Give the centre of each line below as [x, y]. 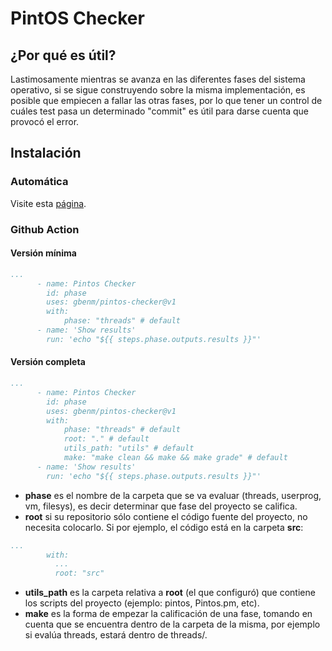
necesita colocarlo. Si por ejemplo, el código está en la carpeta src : [164, 527]
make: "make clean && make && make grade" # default [175, 458]
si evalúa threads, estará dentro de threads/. [116, 635]
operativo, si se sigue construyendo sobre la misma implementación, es [158, 90]
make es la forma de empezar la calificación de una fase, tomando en [168, 614]
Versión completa [48, 362]
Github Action [45, 229]
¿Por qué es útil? [63, 55]
